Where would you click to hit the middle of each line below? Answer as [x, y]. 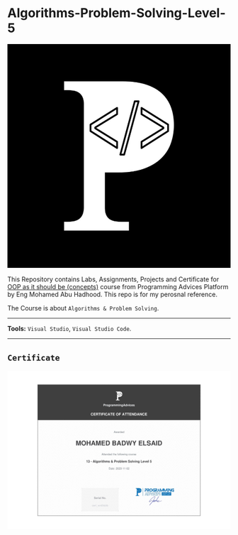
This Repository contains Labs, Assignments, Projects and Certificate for [113, 279]
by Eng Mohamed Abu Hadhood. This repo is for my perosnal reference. [113, 294]
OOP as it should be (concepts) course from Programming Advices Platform [118, 286]
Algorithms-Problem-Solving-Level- [117, 13]
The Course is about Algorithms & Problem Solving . [83, 308]
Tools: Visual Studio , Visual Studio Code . [69, 328]
